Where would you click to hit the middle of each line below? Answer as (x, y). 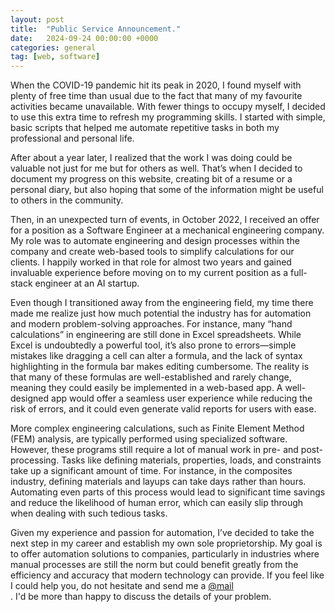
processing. (35, 460)
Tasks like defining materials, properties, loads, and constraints (191, 460)
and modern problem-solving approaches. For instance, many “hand (151, 324)
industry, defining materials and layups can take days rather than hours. (158, 482)
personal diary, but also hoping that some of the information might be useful (167, 190)
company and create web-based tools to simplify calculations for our (152, 252)
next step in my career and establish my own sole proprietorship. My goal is (166, 543)
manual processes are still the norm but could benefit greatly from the (154, 565)
